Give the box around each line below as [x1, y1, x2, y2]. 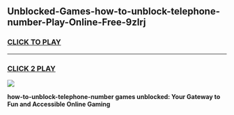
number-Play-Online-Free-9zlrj [7, 17, 146, 29]
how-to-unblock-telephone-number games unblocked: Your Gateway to [7, 92, 221, 100]
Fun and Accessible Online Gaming [7, 100, 111, 108]
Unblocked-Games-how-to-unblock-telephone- [7, 6, 221, 17]
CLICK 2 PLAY [7, 63, 56, 73]
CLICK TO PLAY [7, 38, 61, 47]
